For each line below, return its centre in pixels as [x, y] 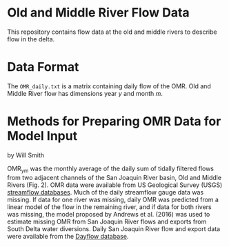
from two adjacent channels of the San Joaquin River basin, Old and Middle [114, 177]
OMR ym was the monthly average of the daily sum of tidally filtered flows [111, 169]
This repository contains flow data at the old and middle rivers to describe [112, 32]
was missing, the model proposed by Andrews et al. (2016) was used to [109, 214]
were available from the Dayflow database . [68, 236]
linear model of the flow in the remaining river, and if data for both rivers [109, 207]
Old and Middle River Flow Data [98, 13]
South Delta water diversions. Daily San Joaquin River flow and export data [114, 228]
